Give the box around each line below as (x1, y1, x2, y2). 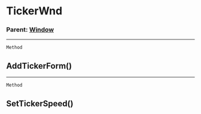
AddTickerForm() (6, 61, 72, 71)
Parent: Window (6, 26, 54, 34)
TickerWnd (6, 4, 63, 18)
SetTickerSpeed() (6, 98, 74, 109)
